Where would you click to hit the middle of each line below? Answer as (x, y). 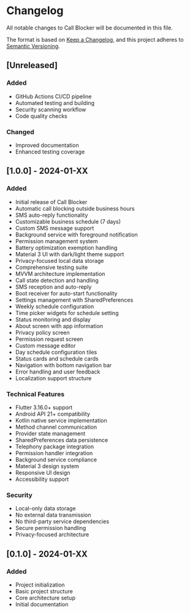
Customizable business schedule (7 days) (68, 221)
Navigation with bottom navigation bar (63, 365)
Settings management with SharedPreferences (74, 300)
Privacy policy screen (43, 332)
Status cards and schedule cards (57, 358)
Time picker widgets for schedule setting (67, 313)
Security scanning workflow (51, 109)
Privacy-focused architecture (52, 534)
